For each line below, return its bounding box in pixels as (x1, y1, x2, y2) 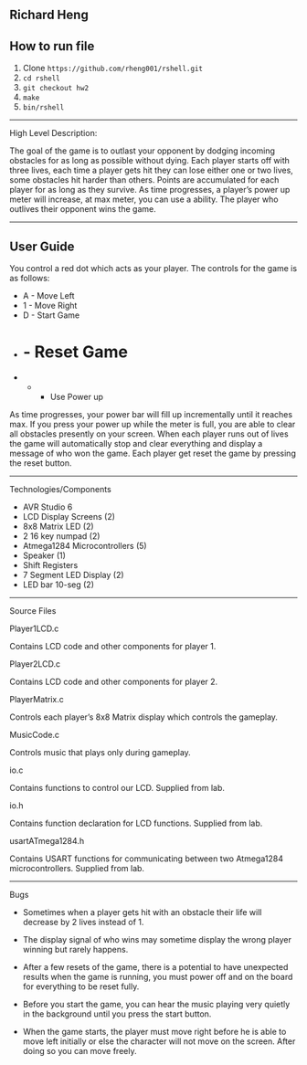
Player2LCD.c (9, 658, 61, 670)
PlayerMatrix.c (9, 693, 64, 704)
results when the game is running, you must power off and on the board (22, 971, 293, 982)
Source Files (9, 605, 57, 616)
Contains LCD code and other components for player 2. (9, 676, 218, 687)
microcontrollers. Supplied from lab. (9, 862, 144, 873)
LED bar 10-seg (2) (22, 579, 94, 590)
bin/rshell (22, 103, 65, 112)
